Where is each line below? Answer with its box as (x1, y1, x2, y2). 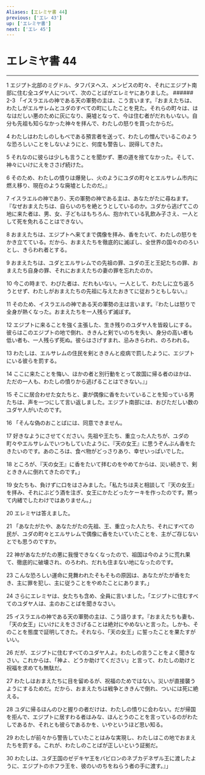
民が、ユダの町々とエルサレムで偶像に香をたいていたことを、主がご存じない (6, 531, 199, 538)
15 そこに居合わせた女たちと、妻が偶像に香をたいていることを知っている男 (6, 391, 195, 398)
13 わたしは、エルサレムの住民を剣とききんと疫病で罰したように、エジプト (6, 350, 195, 357)
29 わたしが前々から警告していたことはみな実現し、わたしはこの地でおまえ (6, 734, 196, 741)
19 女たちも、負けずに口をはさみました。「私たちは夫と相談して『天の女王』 (6, 482, 198, 489)
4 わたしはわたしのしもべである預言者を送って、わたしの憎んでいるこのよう (6, 133, 198, 140)
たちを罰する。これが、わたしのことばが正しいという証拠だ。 (6, 742, 162, 749)
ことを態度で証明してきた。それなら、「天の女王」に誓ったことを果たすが (11, 629, 196, 636)
